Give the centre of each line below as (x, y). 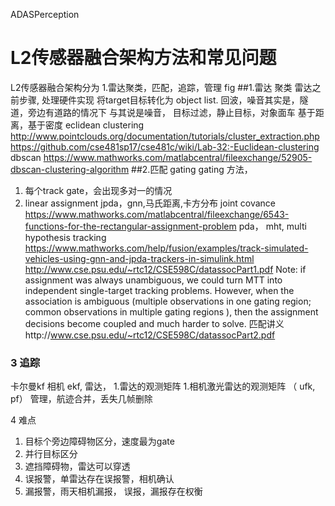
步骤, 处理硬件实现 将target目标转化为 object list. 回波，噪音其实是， (159, 100)
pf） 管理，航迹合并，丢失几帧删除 (81, 399)
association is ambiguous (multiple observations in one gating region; (168, 301)
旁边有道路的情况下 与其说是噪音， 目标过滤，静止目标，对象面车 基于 (171, 112)
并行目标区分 (51, 454)
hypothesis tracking (65, 237)
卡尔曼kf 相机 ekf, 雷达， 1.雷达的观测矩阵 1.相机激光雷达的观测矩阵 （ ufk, (163, 386)
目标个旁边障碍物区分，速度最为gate (99, 441)
